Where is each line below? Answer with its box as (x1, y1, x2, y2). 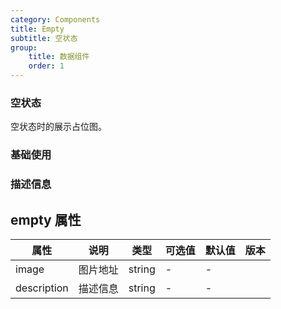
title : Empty (10, 24, 65, 34)
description (15, 281, 69, 295)
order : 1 (28, 61, 65, 71)
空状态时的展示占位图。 (10, 121, 107, 133)
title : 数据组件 (28, 52, 90, 62)
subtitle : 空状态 (10, 33, 78, 43)
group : (10, 42, 38, 53)
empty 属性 (10, 211, 82, 228)
